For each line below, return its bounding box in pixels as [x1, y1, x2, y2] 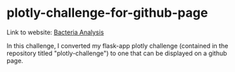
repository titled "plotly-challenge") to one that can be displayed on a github [6, 49, 227, 57]
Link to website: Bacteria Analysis [6, 28, 104, 36]
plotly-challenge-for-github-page [6, 5, 208, 21]
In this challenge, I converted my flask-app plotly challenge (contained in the [6, 41, 229, 50]
